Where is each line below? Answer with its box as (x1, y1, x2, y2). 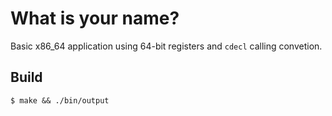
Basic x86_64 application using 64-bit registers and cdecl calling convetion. (10, 40, 323, 52)
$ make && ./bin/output (10, 95, 110, 106)
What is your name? (10, 7, 180, 30)
